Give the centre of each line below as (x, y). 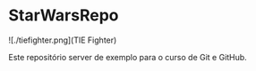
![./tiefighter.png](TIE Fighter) (63, 40)
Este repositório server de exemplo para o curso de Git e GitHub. (128, 57)
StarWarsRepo (64, 16)
